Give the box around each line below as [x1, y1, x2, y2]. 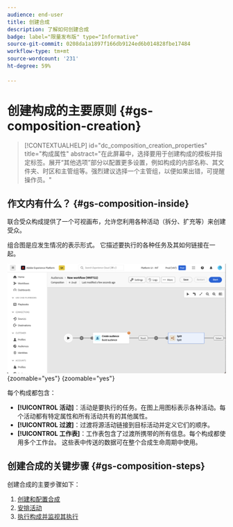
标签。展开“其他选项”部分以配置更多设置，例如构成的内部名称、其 [30, 158, 218, 166]
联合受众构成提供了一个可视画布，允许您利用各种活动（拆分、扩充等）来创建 [7, 218, 226, 226]
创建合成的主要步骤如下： [7, 480, 80, 488]
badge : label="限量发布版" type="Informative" [7, 33, 139, 40]
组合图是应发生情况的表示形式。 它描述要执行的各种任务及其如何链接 [7, 241, 203, 250]
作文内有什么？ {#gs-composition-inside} [7, 197, 189, 209]
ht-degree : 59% [7, 63, 51, 70]
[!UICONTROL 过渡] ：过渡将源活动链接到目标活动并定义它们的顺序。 [17, 421, 214, 429]
